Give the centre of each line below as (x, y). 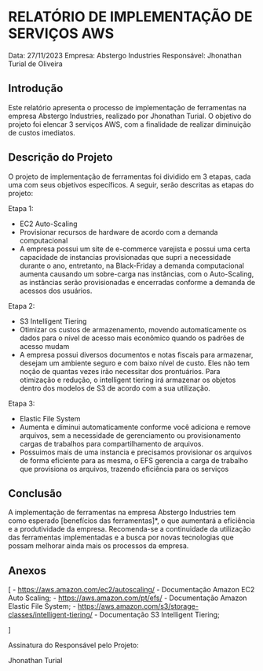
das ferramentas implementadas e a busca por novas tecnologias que (121, 538)
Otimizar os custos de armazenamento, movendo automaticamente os (133, 329)
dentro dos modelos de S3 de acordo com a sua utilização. (115, 388)
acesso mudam (44, 346)
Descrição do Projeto (60, 158)
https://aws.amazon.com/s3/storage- (138, 606)
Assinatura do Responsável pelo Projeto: (73, 645)
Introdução (36, 89)
